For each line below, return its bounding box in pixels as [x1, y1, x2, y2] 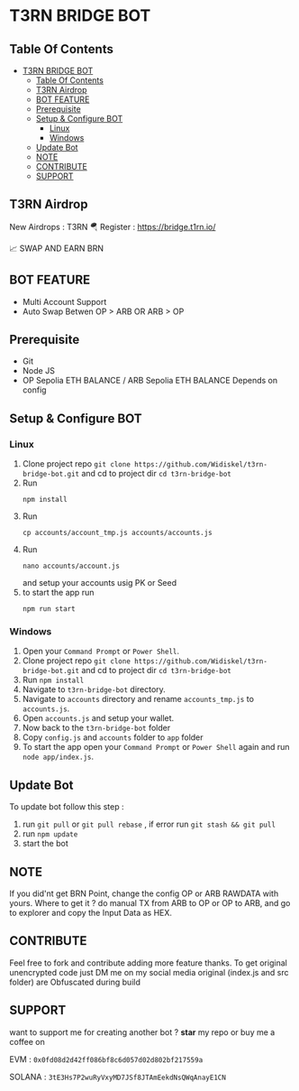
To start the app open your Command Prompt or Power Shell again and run [22, 742, 290, 753]
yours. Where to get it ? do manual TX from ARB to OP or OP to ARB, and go [9, 898, 291, 909]
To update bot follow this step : [9, 801, 124, 812]
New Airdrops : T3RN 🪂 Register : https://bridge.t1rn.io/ [9, 221, 216, 232]
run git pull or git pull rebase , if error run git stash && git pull [22, 818, 276, 830]
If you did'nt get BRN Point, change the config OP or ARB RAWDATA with [9, 888, 279, 899]
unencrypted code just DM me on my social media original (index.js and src [9, 966, 290, 977]
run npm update [22, 828, 78, 839]
